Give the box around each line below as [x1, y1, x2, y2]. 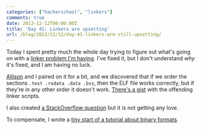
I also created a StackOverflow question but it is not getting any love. [6, 104, 179, 111]
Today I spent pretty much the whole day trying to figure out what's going [6, 48, 191, 55]
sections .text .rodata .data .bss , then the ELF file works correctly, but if [6, 80, 194, 87]
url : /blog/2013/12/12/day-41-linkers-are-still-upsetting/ [6, 32, 162, 38]
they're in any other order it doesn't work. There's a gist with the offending [6, 86, 193, 93]
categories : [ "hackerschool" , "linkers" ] [6, 9, 113, 15]
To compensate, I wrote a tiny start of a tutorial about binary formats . [6, 116, 179, 124]
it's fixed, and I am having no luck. [6, 61, 92, 69]
